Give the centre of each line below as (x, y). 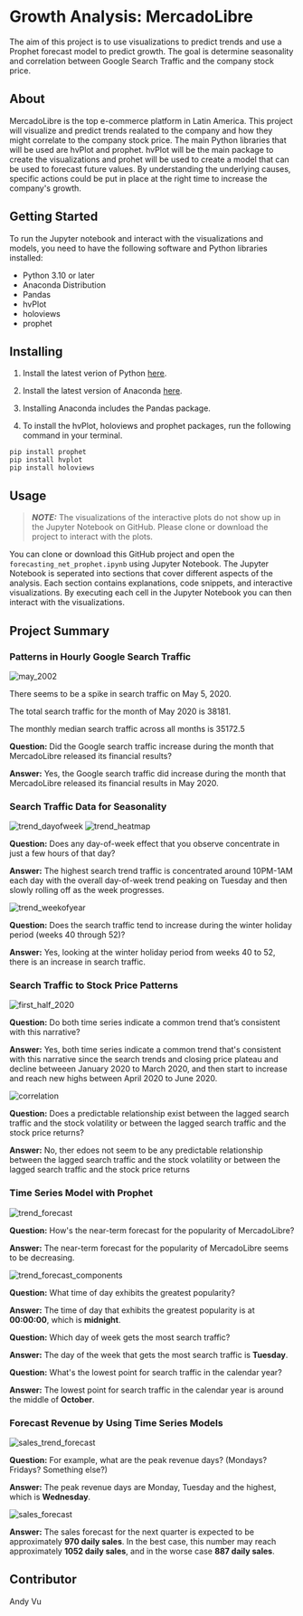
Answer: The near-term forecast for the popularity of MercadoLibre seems (149, 1248)
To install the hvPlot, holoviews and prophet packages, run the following (156, 426)
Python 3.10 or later (58, 275)
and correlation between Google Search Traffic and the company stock (142, 61)
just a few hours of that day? (62, 853)
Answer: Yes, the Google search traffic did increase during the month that (148, 773)
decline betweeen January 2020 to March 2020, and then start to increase (148, 1069)
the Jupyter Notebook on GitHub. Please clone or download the (150, 528)
